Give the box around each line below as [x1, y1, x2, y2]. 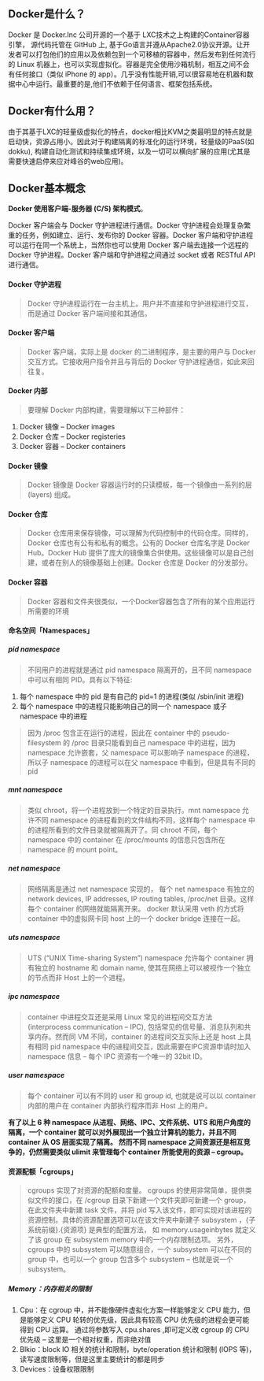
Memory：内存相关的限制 [8, 1283, 92, 1294]
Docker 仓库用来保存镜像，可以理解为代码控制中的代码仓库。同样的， [27, 529, 253, 538]
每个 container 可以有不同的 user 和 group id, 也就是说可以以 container [27, 1091, 256, 1101]
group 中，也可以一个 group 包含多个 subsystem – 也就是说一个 [27, 1255, 233, 1264]
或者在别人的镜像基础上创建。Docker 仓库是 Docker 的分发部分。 [41, 558, 253, 567]
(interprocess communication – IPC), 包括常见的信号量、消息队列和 [27, 1023, 244, 1032]
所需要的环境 [27, 606, 69, 616]
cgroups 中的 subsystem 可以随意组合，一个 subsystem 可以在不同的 [27, 1245, 252, 1254]
